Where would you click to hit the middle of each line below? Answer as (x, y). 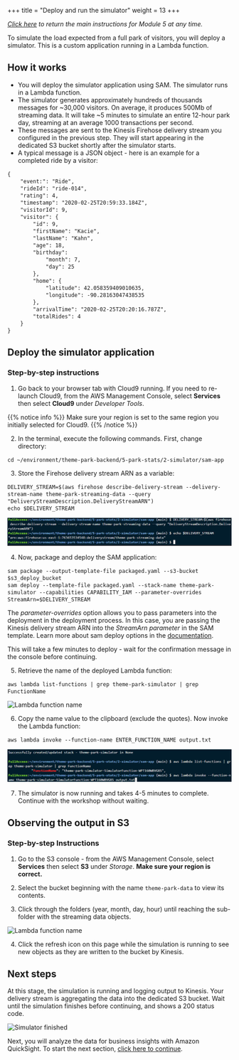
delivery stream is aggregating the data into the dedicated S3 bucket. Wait (116, 999)
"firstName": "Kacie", (67, 231)
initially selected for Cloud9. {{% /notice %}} (73, 424)
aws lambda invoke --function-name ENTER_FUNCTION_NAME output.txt (110, 740)
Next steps (32, 974)
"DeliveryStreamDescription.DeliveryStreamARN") (81, 501)
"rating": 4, (39, 196)
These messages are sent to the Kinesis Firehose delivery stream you (119, 130)
